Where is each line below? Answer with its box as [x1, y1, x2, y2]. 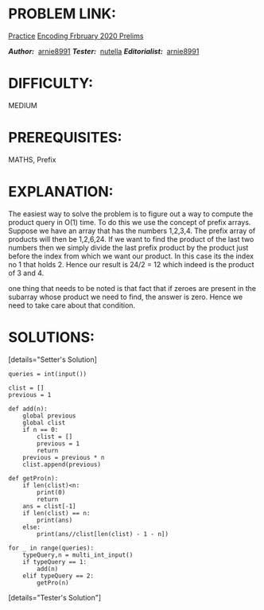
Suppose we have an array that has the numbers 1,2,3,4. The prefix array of [8, 226, 256, 235]
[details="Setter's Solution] [8, 355, 98, 364]
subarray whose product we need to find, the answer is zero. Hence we [8, 292, 243, 301]
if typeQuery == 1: [22, 558, 87, 565]
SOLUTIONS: [8, 328, 95, 346]
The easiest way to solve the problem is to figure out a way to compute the [8, 208, 254, 219]
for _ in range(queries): [8, 544, 94, 552]
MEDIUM [8, 100, 37, 110]
